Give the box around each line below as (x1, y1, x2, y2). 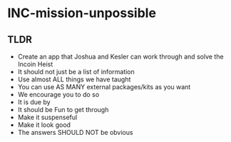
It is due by (17, 98, 51, 106)
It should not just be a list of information (17, 68, 135, 76)
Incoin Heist (17, 60, 53, 69)
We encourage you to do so (17, 91, 100, 98)
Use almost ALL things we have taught (17, 75, 131, 83)
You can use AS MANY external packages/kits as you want (17, 83, 191, 91)
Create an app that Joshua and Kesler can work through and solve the (17, 52, 224, 61)
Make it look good (17, 121, 71, 129)
